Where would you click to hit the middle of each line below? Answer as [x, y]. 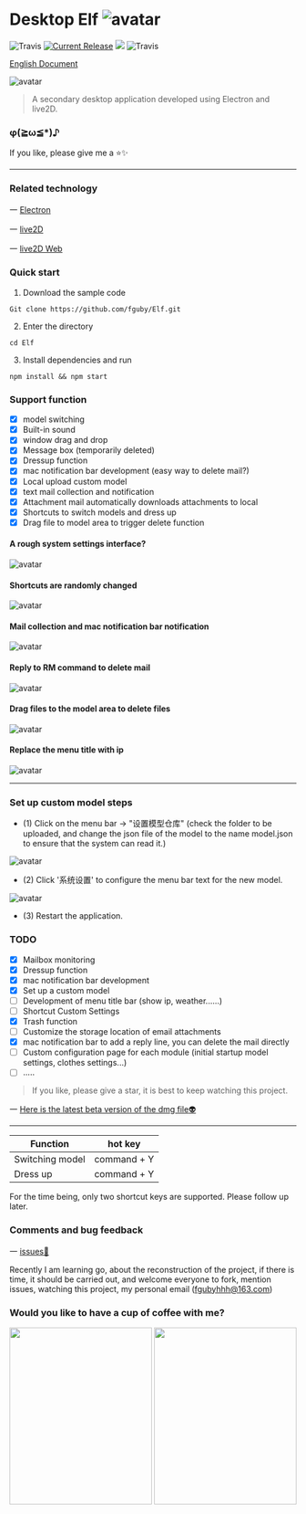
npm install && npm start [58, 376]
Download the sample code [74, 292]
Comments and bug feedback [76, 1230]
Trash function [50, 1021]
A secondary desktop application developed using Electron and [151, 99]
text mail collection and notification [88, 491]
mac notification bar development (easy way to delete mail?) [136, 471]
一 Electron [31, 209]
